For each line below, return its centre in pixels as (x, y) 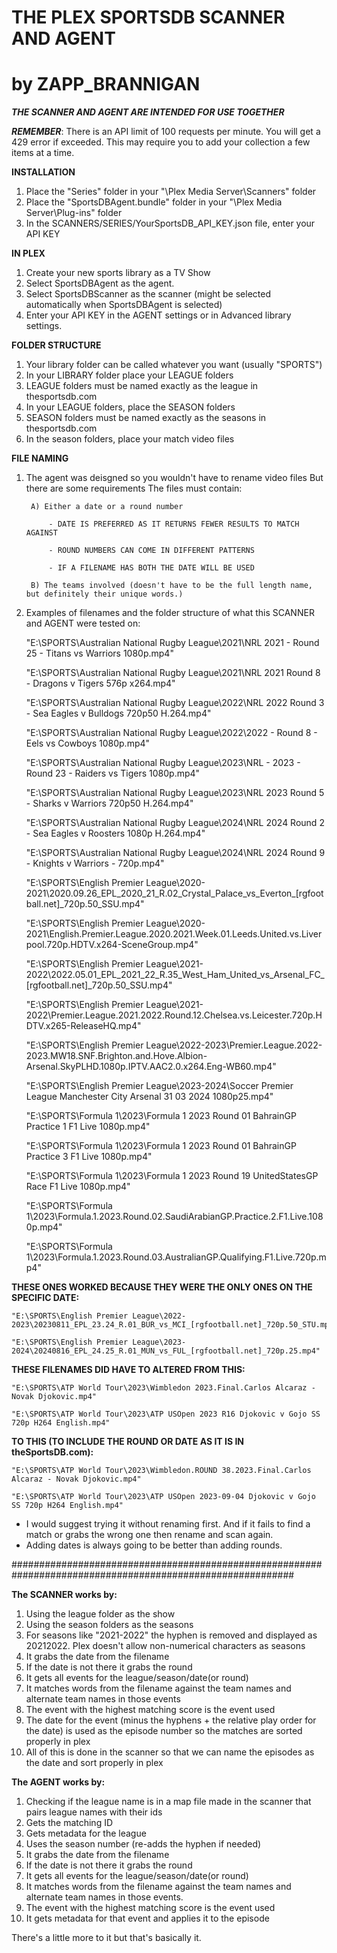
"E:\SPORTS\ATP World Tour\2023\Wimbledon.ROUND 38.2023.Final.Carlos (161, 1471)
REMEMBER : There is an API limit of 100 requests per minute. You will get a (166, 132)
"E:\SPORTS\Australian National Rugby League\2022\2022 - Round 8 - (171, 733)
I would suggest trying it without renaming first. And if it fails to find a (168, 1524)
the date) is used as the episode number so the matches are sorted (164, 1731)
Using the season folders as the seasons (109, 1625)
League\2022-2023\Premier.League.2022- (234, 1045)
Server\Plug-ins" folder (74, 213)
